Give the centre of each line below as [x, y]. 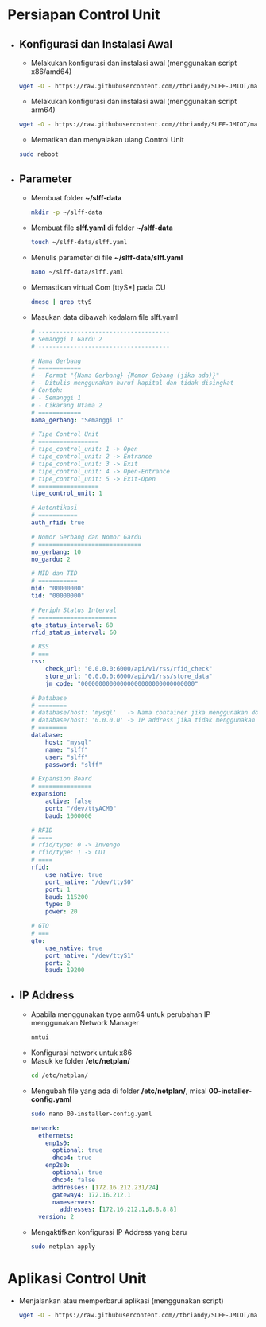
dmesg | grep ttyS [61, 302]
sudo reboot [39, 154]
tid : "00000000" [58, 596]
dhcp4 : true [72, 1158]
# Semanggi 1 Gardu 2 [66, 339]
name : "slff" [67, 749]
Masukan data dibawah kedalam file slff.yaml [104, 317]
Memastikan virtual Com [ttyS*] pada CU [98, 287]
